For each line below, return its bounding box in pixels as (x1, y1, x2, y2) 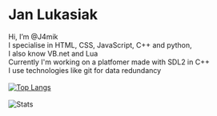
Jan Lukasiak (8, 6, 98, 24)
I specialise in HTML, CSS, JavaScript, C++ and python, (8, 40, 192, 49)
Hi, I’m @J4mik (8, 32, 58, 41)
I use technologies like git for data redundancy (8, 65, 162, 75)
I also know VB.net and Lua (8, 48, 98, 58)
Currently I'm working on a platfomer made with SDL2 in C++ (8, 57, 210, 67)
